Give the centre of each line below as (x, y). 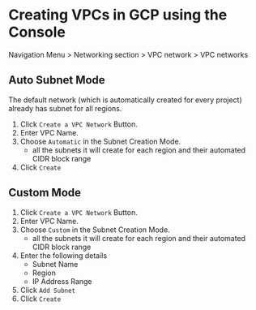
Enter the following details (64, 255)
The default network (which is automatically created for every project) (126, 100)
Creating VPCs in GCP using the (118, 15)
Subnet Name (55, 264)
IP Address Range (62, 281)
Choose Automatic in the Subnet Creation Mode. (100, 141)
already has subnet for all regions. (65, 108)
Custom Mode (45, 193)
